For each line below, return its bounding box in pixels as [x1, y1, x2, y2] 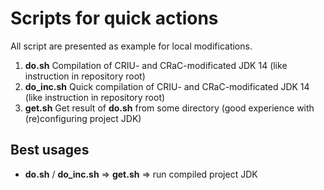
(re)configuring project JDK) [24, 112, 142, 124]
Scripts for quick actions [10, 7, 219, 30]
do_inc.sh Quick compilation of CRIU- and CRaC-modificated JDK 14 [24, 80, 310, 92]
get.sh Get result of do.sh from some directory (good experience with [24, 102, 315, 114]
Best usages [10, 142, 90, 159]
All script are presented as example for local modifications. [10, 40, 253, 52]
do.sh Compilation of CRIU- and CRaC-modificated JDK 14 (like [24, 59, 288, 71]
